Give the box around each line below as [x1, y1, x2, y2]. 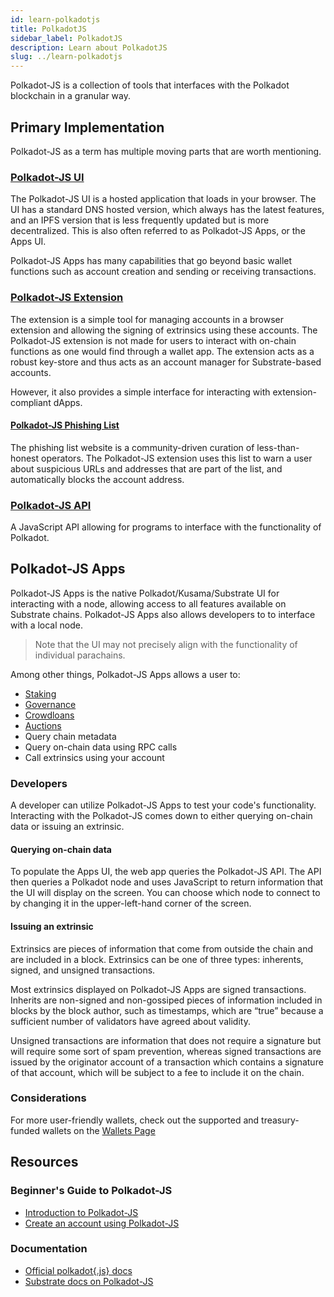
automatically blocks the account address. [10, 473, 185, 485]
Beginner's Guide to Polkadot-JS [10, 1184, 173, 1198]
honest [10, 452, 40, 464]
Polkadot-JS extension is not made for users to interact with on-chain [10, 334, 297, 346]
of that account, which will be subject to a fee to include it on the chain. [10, 1066, 305, 1078]
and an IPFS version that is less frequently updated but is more [10, 214, 270, 226]
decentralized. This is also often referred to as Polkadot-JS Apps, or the [10, 225, 306, 237]
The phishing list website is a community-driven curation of [10, 441, 255, 453]
